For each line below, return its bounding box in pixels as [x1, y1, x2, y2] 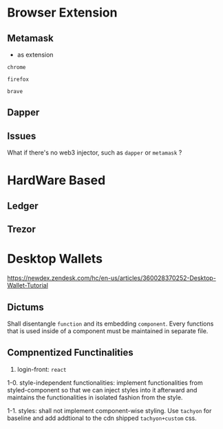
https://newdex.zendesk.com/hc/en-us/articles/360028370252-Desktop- [7, 274, 217, 282]
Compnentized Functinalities [7, 347, 134, 359]
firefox [7, 76, 30, 83]
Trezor [7, 223, 36, 235]
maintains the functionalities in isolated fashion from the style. [7, 393, 183, 401]
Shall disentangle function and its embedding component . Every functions [7, 319, 214, 328]
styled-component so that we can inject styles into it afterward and [7, 386, 198, 394]
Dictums [7, 301, 44, 313]
